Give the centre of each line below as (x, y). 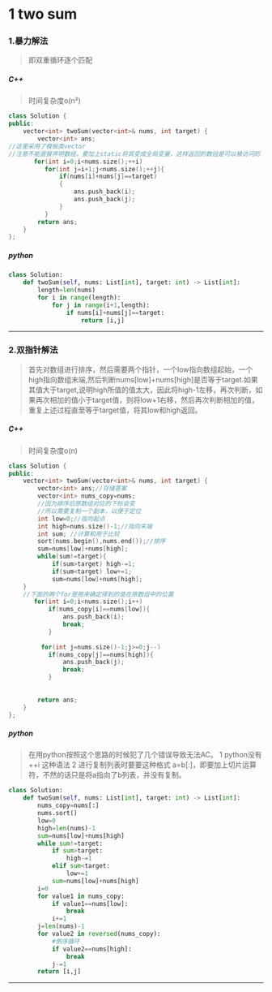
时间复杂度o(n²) (54, 101)
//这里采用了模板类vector (47, 146)
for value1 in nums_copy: (81, 896)
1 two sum (43, 14)
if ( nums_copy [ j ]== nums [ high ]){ (101, 654)
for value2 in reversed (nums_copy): (99, 934)
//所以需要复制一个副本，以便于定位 (89, 511)
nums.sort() (58, 813)
